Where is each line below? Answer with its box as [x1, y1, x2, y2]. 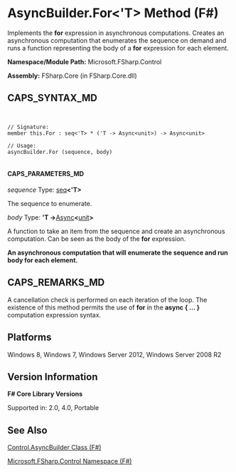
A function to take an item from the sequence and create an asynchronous [7, 227, 225, 235]
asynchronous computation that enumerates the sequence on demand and [7, 36, 227, 44]
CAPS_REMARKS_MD [7, 277, 105, 289]
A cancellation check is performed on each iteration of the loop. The [7, 295, 208, 304]
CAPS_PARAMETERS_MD [7, 170, 84, 178]
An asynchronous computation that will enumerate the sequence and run [7, 248, 229, 257]
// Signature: [7, 123, 50, 130]
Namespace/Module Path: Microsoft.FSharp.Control [7, 57, 162, 66]
